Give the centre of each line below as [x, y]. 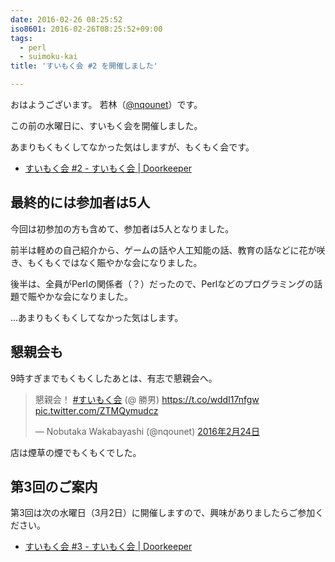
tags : [21, 38]
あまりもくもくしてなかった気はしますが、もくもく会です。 [132, 147]
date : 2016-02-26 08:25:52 [66, 19]
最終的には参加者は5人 [80, 202]
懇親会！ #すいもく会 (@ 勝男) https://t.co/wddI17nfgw [147, 399]
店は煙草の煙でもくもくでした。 [76, 452]
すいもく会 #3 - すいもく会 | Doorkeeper [108, 547]
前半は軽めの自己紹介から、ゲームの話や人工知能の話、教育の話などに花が [163, 250]
